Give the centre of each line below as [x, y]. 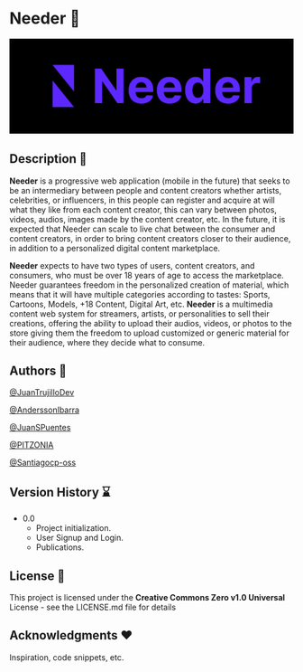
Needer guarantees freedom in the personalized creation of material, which [149, 285]
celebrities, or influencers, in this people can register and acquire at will [142, 200]
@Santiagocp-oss [43, 463]
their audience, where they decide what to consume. [107, 342]
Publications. [60, 547]
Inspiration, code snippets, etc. [67, 657]
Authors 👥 [38, 370]
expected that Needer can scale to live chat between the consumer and [142, 229]
